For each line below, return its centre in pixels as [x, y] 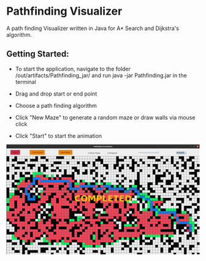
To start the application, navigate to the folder [73, 69]
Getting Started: [38, 54]
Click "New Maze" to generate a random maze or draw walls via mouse [105, 117]
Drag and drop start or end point [56, 94]
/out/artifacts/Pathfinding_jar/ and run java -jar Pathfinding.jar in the [101, 75]
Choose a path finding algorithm [56, 105]
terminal [26, 81]
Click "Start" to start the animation [59, 135]
